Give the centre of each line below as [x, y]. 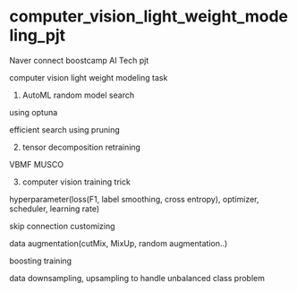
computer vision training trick [76, 182]
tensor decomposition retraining [81, 147]
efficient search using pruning [65, 129]
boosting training [41, 261]
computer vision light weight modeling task [89, 77]
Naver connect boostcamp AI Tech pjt [79, 60]
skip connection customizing [62, 226]
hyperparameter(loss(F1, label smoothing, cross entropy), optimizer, [134, 199]
